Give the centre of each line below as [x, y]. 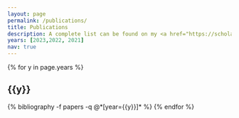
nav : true [22, 47]
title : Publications [38, 27]
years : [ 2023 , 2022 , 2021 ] [46, 41]
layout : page [27, 14]
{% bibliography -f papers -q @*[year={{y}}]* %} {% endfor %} [101, 107]
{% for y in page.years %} [46, 67]
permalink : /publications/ [47, 21]
